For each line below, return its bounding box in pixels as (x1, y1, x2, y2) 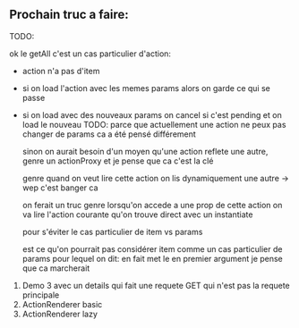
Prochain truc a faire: (9, 7, 130, 22)
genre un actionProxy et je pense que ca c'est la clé (21, 156, 214, 166)
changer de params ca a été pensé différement (21, 129, 197, 139)
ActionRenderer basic (21, 299, 103, 309)
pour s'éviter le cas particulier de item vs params (21, 226, 203, 237)
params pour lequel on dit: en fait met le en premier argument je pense (21, 253, 284, 264)
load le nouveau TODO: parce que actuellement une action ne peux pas (21, 119, 286, 130)
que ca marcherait (21, 263, 90, 273)
